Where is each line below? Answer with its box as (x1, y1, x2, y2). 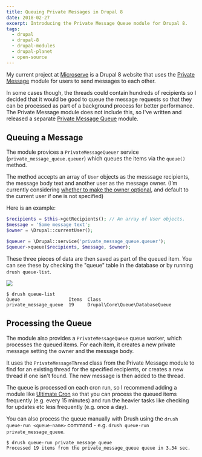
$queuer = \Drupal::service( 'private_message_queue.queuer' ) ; (6, 238, 166, 245)
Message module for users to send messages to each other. (6, 77, 156, 84)
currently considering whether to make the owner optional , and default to (6, 186, 189, 193)
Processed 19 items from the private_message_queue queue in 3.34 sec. (6, 445, 191, 451)
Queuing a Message (6, 132, 83, 143)
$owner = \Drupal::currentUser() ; (6, 227, 94, 234)
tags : (6, 26, 20, 32)
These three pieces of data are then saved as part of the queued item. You (6, 255, 192, 262)
